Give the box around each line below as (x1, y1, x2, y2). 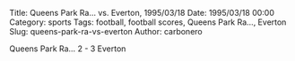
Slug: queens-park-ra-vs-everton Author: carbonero (9, 27, 204, 36)
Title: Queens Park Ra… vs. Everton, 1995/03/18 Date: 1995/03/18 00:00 (9, 8, 275, 18)
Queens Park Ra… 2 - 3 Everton (9, 43, 126, 54)
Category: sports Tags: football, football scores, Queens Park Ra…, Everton (9, 17, 287, 27)
